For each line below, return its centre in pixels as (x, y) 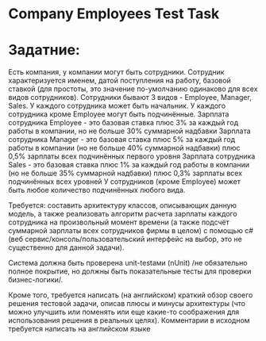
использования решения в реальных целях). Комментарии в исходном (129, 320)
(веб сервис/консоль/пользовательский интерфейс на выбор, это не (125, 239)
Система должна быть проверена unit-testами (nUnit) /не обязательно (128, 263)
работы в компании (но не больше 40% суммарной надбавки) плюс (124, 148)
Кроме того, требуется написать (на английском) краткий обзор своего (131, 295)
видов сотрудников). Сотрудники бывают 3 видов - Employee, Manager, (130, 98)
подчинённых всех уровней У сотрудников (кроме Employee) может (124, 182)
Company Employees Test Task (114, 14)
